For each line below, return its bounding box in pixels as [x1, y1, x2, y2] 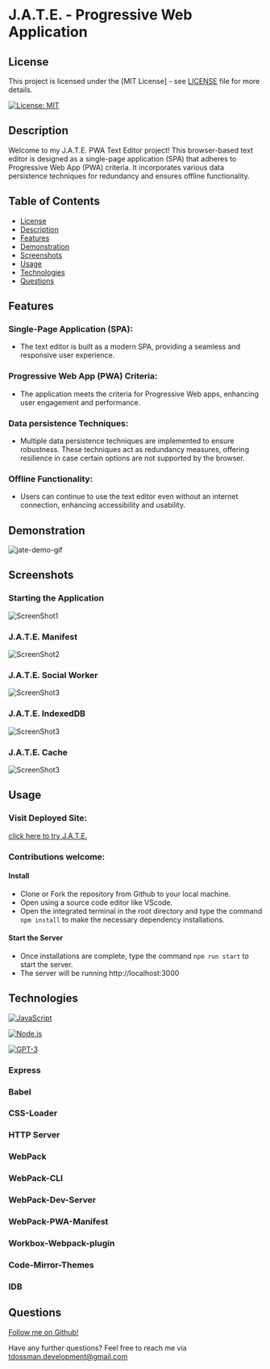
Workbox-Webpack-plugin [8, 1237, 115, 1249]
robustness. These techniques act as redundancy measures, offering [19, 444, 250, 454]
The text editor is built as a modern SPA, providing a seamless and [19, 341, 241, 352]
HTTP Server [8, 1129, 60, 1141]
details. [8, 85, 33, 94]
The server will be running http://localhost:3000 [19, 968, 180, 978]
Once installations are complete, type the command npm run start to [19, 951, 250, 961]
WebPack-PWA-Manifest [8, 1216, 109, 1228]
